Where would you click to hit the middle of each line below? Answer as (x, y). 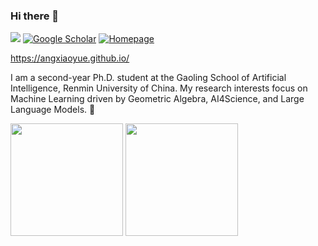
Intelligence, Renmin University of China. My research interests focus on (159, 88)
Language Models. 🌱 (53, 110)
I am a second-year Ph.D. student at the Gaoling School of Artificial (148, 78)
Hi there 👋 (35, 16)
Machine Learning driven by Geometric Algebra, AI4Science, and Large (157, 99)
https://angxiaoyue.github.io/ (70, 58)
